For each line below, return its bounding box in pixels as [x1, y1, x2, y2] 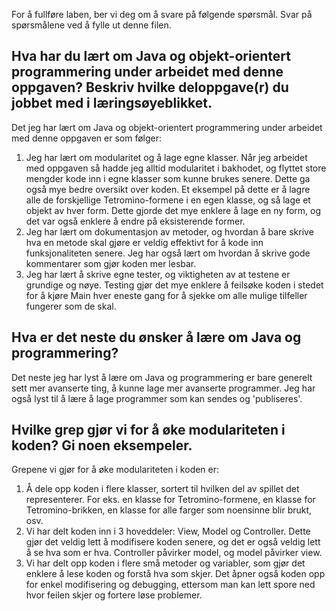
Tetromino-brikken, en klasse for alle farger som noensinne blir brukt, [25, 504, 313, 516]
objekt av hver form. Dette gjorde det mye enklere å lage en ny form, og [25, 204, 322, 216]
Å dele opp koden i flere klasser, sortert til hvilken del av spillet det [25, 483, 300, 495]
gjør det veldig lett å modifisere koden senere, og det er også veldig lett [25, 536, 321, 548]
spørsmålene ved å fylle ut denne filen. [11, 19, 172, 31]
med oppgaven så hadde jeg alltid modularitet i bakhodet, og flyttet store [25, 162, 327, 174]
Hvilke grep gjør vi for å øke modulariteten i [11, 422, 286, 439]
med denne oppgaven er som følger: [11, 132, 163, 144]
